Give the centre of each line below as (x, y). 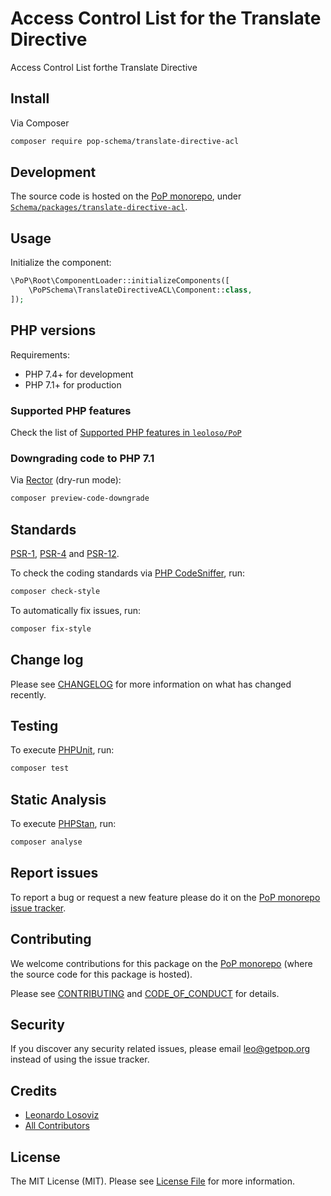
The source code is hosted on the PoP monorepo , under (126, 196)
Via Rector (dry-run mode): (66, 480)
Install (30, 98)
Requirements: (40, 354)
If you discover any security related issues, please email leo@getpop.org (160, 1049)
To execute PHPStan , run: (63, 824)
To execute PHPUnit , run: (62, 750)
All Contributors (57, 1126)
